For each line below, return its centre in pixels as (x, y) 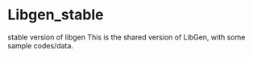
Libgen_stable (56, 15)
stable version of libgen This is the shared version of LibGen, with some (126, 37)
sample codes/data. (41, 45)
